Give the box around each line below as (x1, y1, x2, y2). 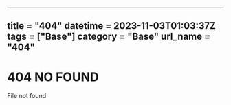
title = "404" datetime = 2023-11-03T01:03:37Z (7, 20, 217, 32)
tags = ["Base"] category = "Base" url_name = (7, 31, 211, 43)
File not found (7, 92, 47, 100)
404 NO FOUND (7, 69, 99, 84)
